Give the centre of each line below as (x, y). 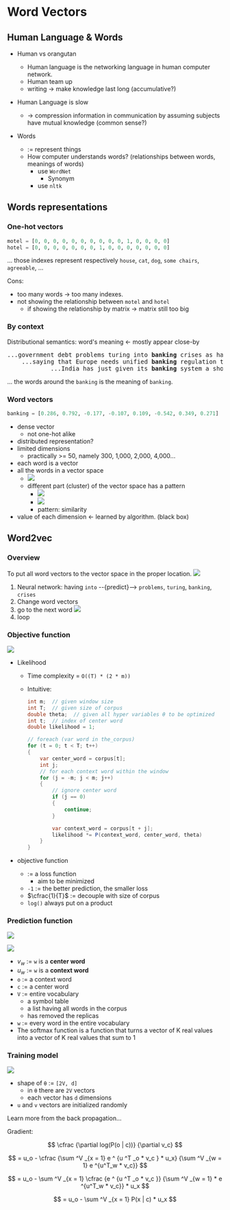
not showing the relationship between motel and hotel (93, 302)
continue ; (78, 809)
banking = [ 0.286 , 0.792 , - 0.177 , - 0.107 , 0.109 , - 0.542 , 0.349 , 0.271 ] (113, 414)
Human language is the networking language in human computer (119, 67)
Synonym (61, 178)
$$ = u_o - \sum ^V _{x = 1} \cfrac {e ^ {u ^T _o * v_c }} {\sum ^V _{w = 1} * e (115, 1179)
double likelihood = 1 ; (61, 727)
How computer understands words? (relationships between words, (121, 156)
